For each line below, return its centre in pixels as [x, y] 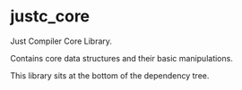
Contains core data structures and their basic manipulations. [122, 58]
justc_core [50, 16]
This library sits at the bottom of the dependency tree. [110, 75]
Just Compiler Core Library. [61, 41]
